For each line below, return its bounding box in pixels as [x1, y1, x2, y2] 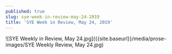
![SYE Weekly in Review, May [5, 35, 75, 42]
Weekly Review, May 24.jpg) [36, 41, 104, 48]
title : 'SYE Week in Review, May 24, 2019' [5, 19, 113, 25]
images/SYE [5, 41, 35, 48]
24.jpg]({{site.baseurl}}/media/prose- [76, 35, 167, 42]
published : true [5, 8, 45, 15]
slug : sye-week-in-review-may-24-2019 [5, 14, 100, 20]
